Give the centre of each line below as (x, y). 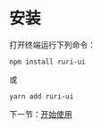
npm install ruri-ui (48, 62)
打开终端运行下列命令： (52, 45)
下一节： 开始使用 (41, 114)
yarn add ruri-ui (42, 96)
